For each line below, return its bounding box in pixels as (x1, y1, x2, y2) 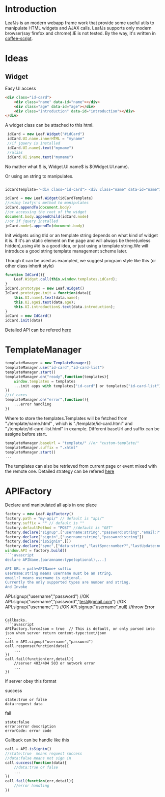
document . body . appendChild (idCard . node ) (5, 214, 89, 219)
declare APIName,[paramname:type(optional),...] (5, 557, 107, 562)
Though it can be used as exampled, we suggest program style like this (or (5, 257, 156, 263)
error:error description (5, 724, 56, 729)
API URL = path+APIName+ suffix (5, 566, 71, 571)
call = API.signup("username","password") (5, 639, 93, 644)
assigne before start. (5, 431, 48, 437)
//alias (7, 150, 23, 155)
